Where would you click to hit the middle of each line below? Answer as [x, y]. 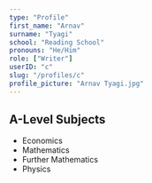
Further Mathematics [60, 160]
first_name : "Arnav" [47, 26]
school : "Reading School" [57, 42]
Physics [36, 169]
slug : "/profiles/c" [47, 76]
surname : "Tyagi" [41, 34]
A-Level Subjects [57, 119]
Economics [42, 141]
